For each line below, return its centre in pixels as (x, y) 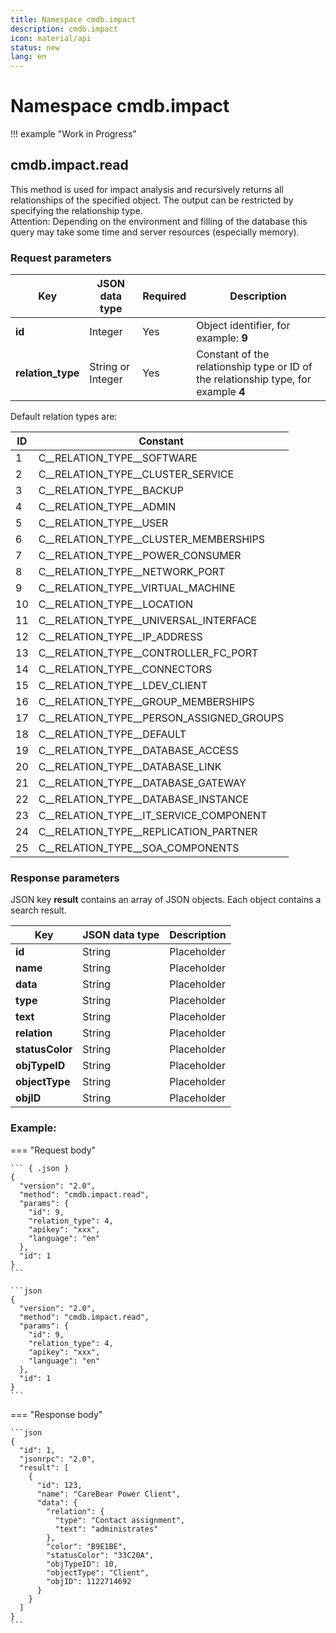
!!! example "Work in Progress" (73, 134)
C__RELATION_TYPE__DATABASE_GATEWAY (142, 783)
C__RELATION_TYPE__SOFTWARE (118, 458)
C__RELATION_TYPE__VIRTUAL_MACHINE (137, 588)
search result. (38, 910)
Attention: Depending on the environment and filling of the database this (159, 221)
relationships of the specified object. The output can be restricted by (152, 200)
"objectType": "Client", (98, 1572)
